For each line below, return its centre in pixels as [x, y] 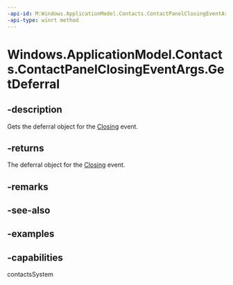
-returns [26, 148]
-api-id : [20, 14]
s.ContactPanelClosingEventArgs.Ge [116, 69]
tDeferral [34, 84]
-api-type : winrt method [43, 20]
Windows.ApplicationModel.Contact [115, 55]
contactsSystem [31, 275]
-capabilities [35, 258]
